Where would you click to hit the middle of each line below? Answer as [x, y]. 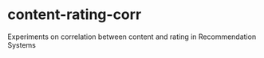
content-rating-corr [75, 15]
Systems [22, 44]
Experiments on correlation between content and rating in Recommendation [132, 37]
